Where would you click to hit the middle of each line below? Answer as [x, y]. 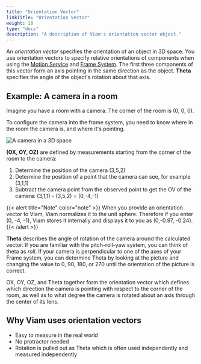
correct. [16, 270]
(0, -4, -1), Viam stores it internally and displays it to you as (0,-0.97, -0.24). [100, 220]
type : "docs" [23, 29]
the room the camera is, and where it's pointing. [66, 129]
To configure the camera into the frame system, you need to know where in [100, 122]
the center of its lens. [32, 301]
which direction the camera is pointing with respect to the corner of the [94, 289]
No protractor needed [42, 341]
